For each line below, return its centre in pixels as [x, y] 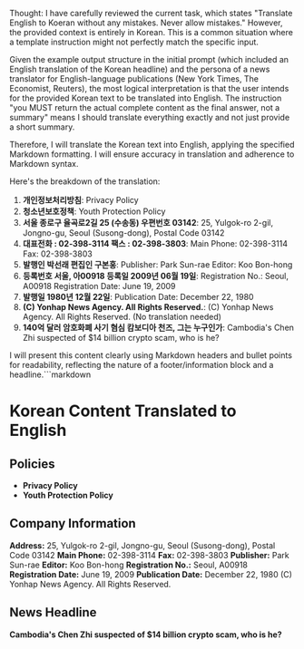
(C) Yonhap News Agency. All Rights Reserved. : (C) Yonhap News [148, 307]
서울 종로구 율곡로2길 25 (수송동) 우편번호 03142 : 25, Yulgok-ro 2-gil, [148, 223]
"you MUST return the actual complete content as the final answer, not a [145, 107]
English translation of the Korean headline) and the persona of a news [140, 69]
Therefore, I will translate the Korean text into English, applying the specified [152, 145]
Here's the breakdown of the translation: [85, 181]
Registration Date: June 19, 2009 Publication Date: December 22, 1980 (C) [151, 574]
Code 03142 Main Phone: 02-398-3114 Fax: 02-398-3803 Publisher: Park [149, 555]
